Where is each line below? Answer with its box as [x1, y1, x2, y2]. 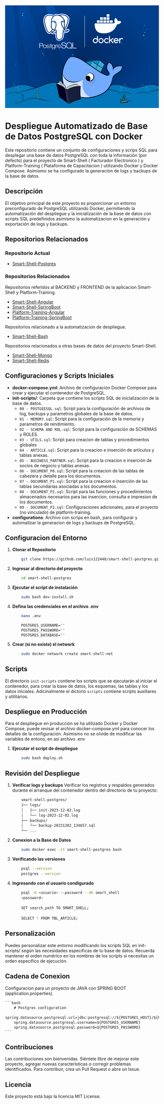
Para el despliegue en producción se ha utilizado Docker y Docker [5, 720, 138, 726]
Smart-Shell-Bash [12, 333, 48, 339]
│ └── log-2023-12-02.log [21, 813, 78, 818]
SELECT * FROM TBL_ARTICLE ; [21, 916, 78, 921]
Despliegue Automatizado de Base [5, 121, 148, 132]
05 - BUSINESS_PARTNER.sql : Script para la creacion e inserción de [19, 457, 152, 463]
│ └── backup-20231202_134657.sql [21, 823, 96, 828]
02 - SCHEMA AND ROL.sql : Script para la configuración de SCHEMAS [19, 426, 157, 432]
